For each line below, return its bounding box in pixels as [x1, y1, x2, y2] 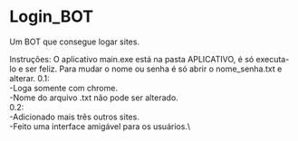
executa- [255, 53, 290, 64]
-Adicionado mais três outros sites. [9, 111, 140, 122]
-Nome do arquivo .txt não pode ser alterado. [9, 92, 178, 103]
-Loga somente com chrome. [9, 82, 118, 93]
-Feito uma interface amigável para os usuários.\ [9, 120, 191, 132]
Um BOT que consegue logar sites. [9, 36, 140, 47]
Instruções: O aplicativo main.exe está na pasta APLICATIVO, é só [9, 53, 255, 64]
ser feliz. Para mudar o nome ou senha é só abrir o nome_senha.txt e [24, 63, 283, 74]
